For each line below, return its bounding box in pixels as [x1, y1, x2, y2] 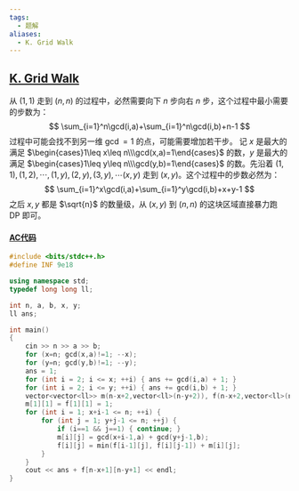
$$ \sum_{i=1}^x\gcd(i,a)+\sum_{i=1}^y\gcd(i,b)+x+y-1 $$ [44, 184, 255, 195]
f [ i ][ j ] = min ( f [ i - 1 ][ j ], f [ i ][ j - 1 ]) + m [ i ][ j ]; [56, 441, 241, 450]
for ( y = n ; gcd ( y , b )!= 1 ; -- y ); [25, 358, 138, 367]
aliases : [9, 29, 42, 38]
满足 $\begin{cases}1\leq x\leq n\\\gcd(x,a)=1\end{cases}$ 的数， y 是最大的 [9, 148, 287, 158]
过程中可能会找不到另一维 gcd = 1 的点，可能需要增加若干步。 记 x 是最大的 [9, 136, 287, 147]
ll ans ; [9, 309, 38, 318]
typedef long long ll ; [9, 285, 93, 294]
